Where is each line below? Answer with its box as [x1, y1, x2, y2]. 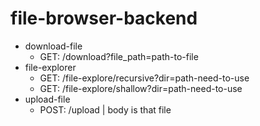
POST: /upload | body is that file [39, 103, 172, 116]
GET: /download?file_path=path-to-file [39, 50, 199, 62]
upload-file [24, 93, 71, 105]
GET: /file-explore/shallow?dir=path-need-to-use [39, 82, 243, 94]
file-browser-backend [10, 7, 198, 30]
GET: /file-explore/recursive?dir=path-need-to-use [39, 72, 250, 84]
